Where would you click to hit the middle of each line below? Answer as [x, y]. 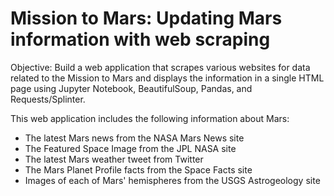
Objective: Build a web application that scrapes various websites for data [160, 67]
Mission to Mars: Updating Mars [146, 18]
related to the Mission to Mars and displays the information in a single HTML [167, 78]
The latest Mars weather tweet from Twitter [114, 159]
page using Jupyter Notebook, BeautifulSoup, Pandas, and [131, 88]
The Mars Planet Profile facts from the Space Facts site [138, 169]
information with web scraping [140, 39]
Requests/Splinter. [48, 99]
